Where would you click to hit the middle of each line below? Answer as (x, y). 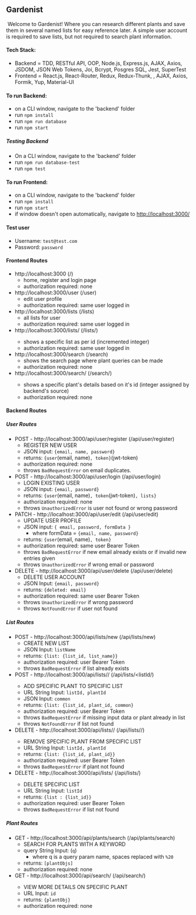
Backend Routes (26, 411)
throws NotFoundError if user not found (70, 609)
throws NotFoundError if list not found (69, 724)
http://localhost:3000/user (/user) (56, 293)
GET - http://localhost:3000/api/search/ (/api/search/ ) (80, 876)
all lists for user (42, 317)
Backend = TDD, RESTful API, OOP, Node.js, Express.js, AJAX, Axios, (98, 63)
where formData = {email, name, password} (85, 533)
